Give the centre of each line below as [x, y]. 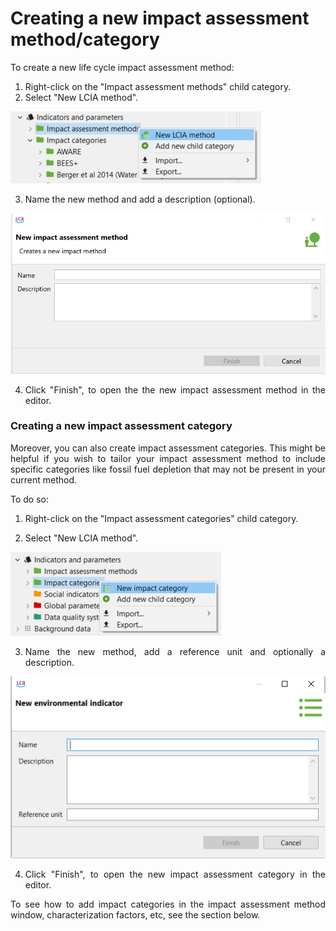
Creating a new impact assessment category [121, 426]
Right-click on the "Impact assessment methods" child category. [158, 86]
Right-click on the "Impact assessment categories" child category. [161, 518]
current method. [44, 479]
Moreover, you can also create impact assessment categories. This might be [168, 448]
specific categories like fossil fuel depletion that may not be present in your [168, 469]
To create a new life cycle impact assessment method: [122, 67]
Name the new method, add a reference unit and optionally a [175, 651]
